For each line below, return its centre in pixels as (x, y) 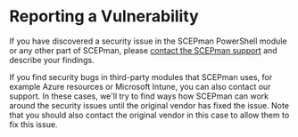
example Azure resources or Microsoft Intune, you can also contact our (140, 86)
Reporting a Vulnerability (104, 16)
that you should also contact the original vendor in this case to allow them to (149, 115)
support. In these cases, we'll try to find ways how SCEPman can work (139, 96)
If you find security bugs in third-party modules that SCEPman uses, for (141, 77)
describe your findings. (52, 60)
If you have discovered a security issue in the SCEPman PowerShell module (148, 41)
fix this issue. (33, 124)
